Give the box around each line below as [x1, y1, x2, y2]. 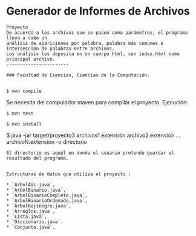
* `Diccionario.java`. [6, 218, 64, 225]
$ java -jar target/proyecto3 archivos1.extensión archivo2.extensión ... [6, 132, 181, 139]
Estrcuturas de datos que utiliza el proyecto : [6, 171, 131, 177]
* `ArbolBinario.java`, [6, 187, 67, 193]
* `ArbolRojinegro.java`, [6, 203, 71, 209]
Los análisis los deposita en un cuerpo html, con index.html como [6, 50, 180, 57]
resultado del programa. [6, 155, 69, 161]
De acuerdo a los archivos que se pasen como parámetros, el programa [6, 29, 188, 36]
